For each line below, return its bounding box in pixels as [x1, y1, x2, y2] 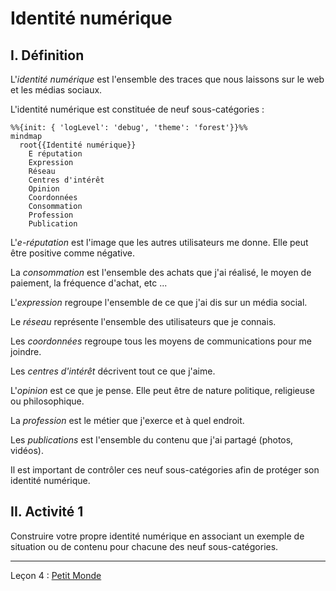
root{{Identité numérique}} [19, 140, 137, 150]
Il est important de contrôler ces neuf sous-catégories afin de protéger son [10, 464, 320, 476]
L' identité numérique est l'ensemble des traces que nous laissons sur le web [10, 73, 325, 85]
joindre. [10, 346, 42, 357]
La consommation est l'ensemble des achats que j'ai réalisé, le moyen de [10, 267, 312, 278]
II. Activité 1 [10, 503, 84, 521]
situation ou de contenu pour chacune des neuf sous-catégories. [10, 540, 279, 552]
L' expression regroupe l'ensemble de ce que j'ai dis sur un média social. [10, 297, 308, 308]
